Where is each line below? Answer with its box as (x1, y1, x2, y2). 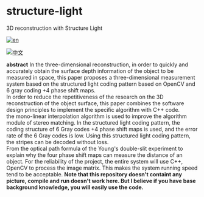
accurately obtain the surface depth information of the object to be (6, 67, 174, 74)
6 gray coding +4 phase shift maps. (6, 86, 96, 94)
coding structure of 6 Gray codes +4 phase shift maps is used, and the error (6, 125, 198, 133)
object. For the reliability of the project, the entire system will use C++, (6, 157, 183, 165)
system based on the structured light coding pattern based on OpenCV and (6, 80, 195, 88)
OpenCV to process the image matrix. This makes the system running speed (6, 164, 198, 171)
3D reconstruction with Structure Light (6, 24, 103, 32)
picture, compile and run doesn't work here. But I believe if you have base (6, 177, 196, 184)
